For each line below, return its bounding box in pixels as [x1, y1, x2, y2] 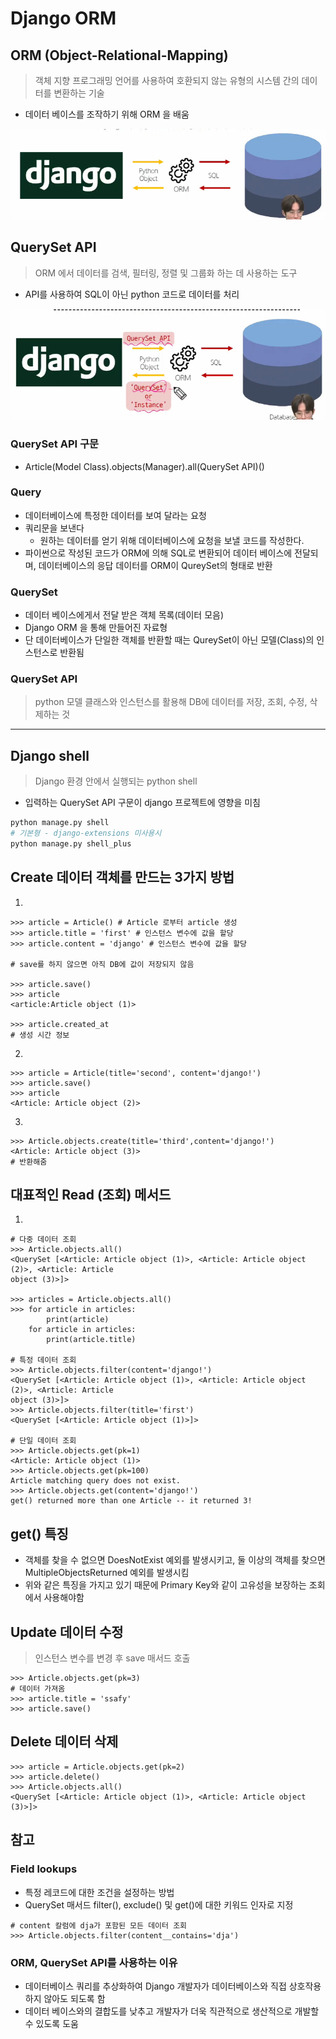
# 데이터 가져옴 [10, 1684, 66, 1694]
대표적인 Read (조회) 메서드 [10, 1187, 172, 1204]
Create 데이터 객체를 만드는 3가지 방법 [10, 869, 235, 886]
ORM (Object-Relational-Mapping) [10, 47, 229, 64]
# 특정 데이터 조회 [10, 1355, 77, 1366]
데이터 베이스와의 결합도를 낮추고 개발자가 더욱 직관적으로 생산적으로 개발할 [24, 2005, 320, 2017]
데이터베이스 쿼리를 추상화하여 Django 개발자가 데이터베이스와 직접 [24, 1980, 287, 1992]
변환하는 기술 [53, 87, 105, 99]
